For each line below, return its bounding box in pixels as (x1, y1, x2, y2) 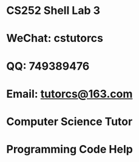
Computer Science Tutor (6, 115, 133, 128)
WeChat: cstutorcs (6, 32, 103, 46)
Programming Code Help (6, 143, 134, 157)
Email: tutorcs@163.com (6, 87, 133, 101)
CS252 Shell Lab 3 (6, 4, 101, 18)
